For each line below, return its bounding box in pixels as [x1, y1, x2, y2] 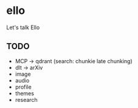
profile [15, 83, 32, 90]
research [15, 96, 38, 103]
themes [15, 89, 35, 97]
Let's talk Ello [6, 24, 40, 31]
